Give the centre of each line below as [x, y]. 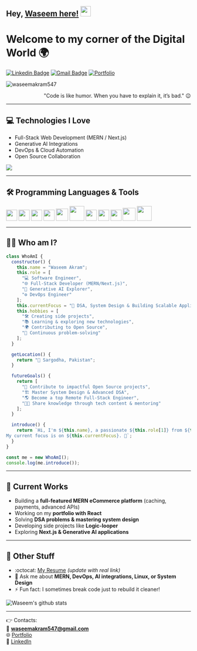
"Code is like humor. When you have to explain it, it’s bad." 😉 [117, 96]
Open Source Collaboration [47, 156]
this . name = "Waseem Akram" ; [52, 267]
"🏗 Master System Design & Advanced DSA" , [75, 392]
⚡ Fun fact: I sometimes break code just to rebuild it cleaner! [87, 589]
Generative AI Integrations [46, 144]
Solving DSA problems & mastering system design [77, 520]
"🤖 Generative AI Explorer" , [57, 289]
